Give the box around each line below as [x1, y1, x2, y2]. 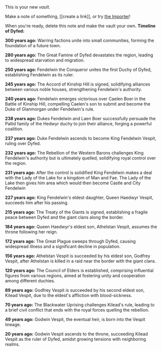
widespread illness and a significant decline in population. [5, 244, 121, 249]
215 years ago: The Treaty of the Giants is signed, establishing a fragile [5, 209, 148, 215]
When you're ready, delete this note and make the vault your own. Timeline [5, 23, 156, 29]
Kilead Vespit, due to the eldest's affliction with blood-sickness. [5, 293, 132, 298]
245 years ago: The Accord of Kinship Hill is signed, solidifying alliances [5, 81, 150, 87]
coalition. [5, 126, 23, 132]
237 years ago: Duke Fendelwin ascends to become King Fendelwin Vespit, [5, 136, 157, 141]
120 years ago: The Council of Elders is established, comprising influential [5, 267, 154, 273]
